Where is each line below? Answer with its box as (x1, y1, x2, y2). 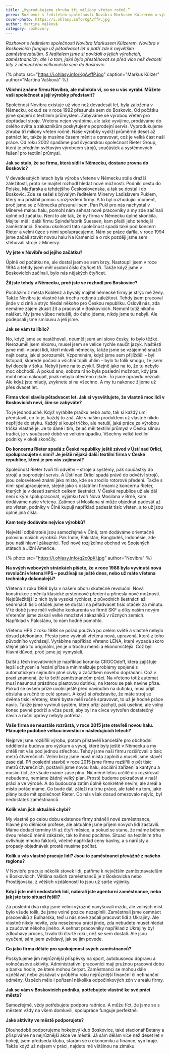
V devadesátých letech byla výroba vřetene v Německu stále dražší (6, 175, 146, 181)
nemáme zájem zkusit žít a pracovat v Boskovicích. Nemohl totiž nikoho (6, 305, 155, 312)
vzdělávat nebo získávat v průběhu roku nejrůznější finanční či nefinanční (6, 972, 158, 978)
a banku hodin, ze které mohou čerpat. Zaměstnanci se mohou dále (6, 967, 146, 973)
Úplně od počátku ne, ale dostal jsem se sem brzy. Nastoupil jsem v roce (6, 259, 157, 266)
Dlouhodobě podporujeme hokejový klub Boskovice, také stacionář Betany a (6, 1027, 164, 1033)
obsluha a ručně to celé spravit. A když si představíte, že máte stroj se (6, 691, 152, 697)
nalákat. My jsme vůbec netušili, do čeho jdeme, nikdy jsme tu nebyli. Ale (6, 311, 158, 317)
